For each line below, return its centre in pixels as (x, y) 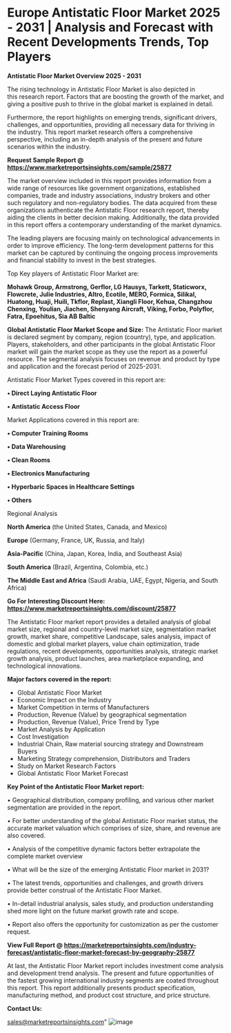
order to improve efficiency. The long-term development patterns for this (110, 245)
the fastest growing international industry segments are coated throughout (113, 980)
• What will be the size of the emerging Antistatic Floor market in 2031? (108, 869)
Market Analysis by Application (61, 729)
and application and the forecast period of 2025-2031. (84, 366)
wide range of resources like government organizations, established (104, 188)
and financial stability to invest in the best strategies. (82, 260)
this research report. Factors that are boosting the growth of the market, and (115, 96)
